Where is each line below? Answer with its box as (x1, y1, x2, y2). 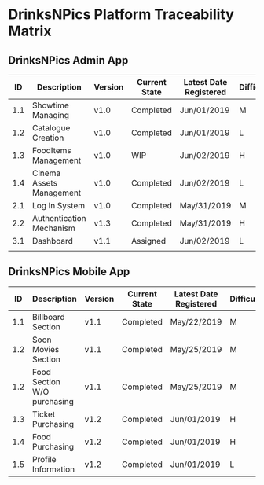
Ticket (32, 409, 56, 420)
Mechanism (32, 222, 76, 233)
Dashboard (32, 236, 73, 246)
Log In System (32, 200, 85, 211)
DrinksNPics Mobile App (8, 265, 130, 278)
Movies (32, 344, 60, 355)
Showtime (32, 100, 69, 111)
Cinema (32, 167, 61, 178)
